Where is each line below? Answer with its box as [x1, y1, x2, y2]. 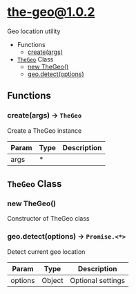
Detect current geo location [7, 247, 86, 256]
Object [41, 275, 64, 285]
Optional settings [70, 275, 126, 285]
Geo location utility [7, 27, 61, 35]
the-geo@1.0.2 [7, 4, 95, 20]
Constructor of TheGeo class [7, 214, 90, 223]
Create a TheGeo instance [7, 126, 82, 135]
